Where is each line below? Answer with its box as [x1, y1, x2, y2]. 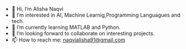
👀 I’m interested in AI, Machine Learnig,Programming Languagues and [11, 12, 181, 18]
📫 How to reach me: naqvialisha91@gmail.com [11, 36, 126, 43]
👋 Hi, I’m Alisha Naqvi [11, 6, 64, 12]
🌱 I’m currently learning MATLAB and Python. [11, 24, 121, 31]
